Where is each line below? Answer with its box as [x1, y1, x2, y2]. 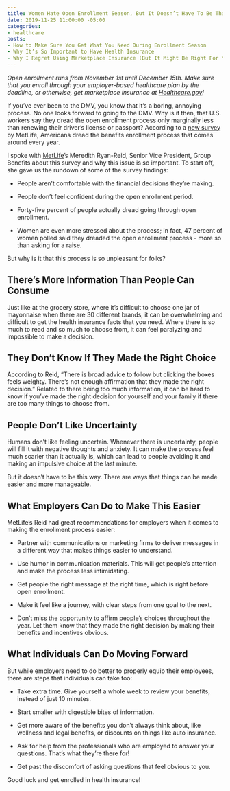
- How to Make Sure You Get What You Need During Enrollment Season [7, 42, 207, 49]
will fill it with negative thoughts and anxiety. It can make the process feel [7, 445, 214, 453]
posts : [7, 36, 26, 43]
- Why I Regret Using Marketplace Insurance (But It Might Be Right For [7, 55, 219, 62]
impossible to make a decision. [7, 332, 94, 341]
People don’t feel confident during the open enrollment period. [16, 192, 194, 200]
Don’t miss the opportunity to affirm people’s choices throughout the [16, 614, 211, 622]
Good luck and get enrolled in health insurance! [7, 775, 141, 783]
